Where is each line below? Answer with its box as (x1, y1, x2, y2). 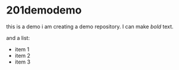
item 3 (14, 58, 31, 65)
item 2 (14, 52, 31, 59)
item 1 (14, 45, 30, 53)
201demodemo (6, 4, 82, 17)
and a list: (6, 34, 30, 41)
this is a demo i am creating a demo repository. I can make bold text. (6, 23, 174, 30)
